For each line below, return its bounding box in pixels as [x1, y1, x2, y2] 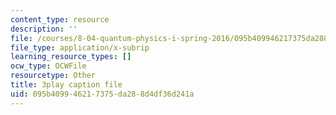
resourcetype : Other [10, 71, 97, 81]
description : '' [10, 24, 78, 34]
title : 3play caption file [10, 80, 123, 90]
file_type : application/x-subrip [10, 42, 150, 53]
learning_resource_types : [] [10, 52, 132, 62]
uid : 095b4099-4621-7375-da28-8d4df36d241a [10, 89, 195, 99]
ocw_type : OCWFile [10, 61, 87, 71]
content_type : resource [10, 14, 110, 25]
